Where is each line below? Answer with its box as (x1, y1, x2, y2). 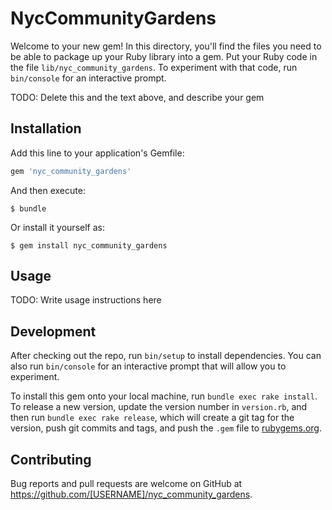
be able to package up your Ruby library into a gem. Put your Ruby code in (10, 50, 318, 62)
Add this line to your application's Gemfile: (10, 147, 185, 159)
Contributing (10, 451, 92, 468)
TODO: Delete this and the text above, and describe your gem (10, 91, 265, 103)
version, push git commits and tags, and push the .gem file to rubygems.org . (10, 422, 323, 434)
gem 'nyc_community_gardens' (10, 166, 132, 176)
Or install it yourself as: (10, 221, 105, 233)
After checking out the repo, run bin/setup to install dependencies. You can (10, 350, 322, 362)
